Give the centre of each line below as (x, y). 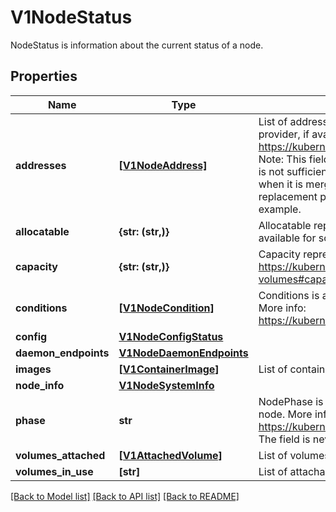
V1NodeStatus (71, 17)
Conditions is (289, 295)
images (33, 369)
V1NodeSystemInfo (166, 385)
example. (280, 209)
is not (271, 171)
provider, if (284, 134)
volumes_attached (60, 455)
